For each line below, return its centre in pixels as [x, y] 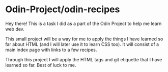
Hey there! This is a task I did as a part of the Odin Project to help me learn [83, 23]
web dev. [15, 29]
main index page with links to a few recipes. [51, 50]
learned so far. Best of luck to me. [41, 65]
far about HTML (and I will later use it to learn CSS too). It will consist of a [82, 44]
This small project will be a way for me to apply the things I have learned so [84, 39]
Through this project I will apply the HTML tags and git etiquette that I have [84, 59]
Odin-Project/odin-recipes [63, 9]
